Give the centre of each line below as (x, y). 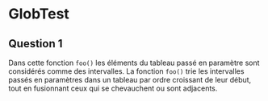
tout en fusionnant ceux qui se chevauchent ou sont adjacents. (113, 88)
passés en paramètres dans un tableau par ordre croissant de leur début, (130, 80)
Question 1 (36, 44)
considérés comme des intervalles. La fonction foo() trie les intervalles (126, 71)
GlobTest (39, 14)
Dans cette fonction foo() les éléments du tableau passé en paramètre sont (134, 63)
